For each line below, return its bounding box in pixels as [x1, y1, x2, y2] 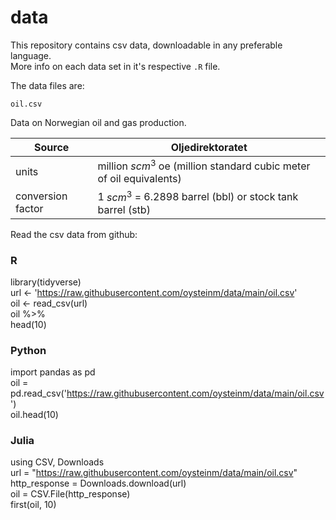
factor [15, 201, 44, 215]
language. [10, 49, 52, 61]
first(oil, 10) [10, 499, 57, 511]
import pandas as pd [10, 366, 96, 378]
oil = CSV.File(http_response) [10, 488, 131, 500]
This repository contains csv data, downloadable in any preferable [10, 39, 283, 51]
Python [10, 343, 47, 357]
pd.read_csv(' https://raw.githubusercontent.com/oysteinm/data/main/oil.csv [10, 387, 325, 400]
